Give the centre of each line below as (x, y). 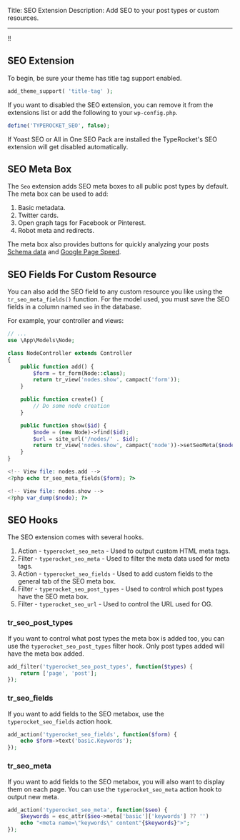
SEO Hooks (33, 520)
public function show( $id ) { (64, 425)
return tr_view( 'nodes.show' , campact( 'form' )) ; (107, 380)
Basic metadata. (41, 208)
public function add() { (57, 366)
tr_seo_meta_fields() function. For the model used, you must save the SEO (119, 299)
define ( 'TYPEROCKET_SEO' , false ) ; (59, 125)
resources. (23, 18)
